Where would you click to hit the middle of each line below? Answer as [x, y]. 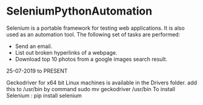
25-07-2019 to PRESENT [37, 70]
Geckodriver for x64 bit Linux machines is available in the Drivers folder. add [102, 83]
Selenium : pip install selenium [44, 95]
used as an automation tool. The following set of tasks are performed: [93, 34]
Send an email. [34, 46]
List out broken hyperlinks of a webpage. [66, 52]
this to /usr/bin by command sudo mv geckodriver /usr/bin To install [91, 89]
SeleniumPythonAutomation [79, 11]
